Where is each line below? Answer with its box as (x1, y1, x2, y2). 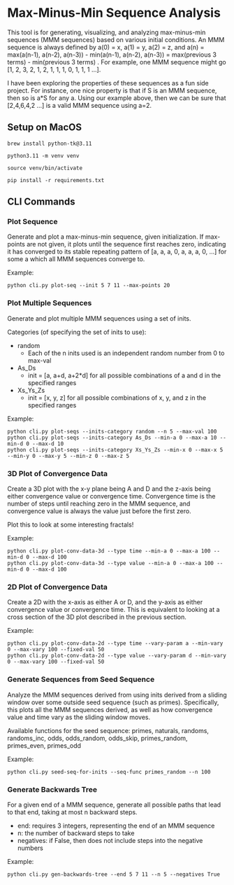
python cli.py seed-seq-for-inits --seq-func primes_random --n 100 (7, 768, 211, 775)
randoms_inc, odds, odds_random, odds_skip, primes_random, (7, 734, 188, 742)
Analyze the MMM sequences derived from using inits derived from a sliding (7, 690, 227, 699)
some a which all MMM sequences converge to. (7, 255, 145, 263)
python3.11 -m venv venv (7, 152, 80, 159)
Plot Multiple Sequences (7, 298, 92, 308)
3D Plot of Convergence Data (7, 468, 108, 478)
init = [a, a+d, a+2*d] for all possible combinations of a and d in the (27, 371, 221, 379)
